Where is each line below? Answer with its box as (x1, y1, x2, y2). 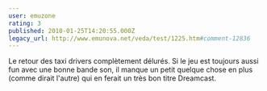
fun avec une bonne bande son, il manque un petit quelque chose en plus (8, 65, 253, 75)
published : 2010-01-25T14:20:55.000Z (8, 27, 136, 35)
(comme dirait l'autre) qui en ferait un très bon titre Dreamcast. (8, 73, 216, 83)
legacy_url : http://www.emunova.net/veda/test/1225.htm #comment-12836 (8, 34, 251, 43)
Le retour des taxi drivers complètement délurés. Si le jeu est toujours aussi (8, 56, 260, 66)
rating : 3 (8, 19, 42, 27)
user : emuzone (8, 11, 56, 20)
